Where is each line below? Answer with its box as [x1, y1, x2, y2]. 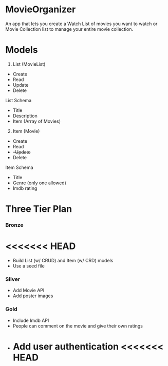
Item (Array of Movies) [12, 118, 61, 124]
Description [12, 112, 38, 119]
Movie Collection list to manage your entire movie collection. [5, 26, 134, 32]
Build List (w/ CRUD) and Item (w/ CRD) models [12, 257, 114, 263]
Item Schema [5, 164, 33, 170]
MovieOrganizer [5, 4, 76, 15]
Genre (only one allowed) [12, 180, 67, 186]
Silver [5, 276, 21, 283]
